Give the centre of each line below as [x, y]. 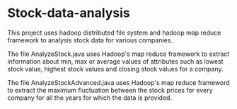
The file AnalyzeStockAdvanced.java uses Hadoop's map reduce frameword [118, 82]
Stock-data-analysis [69, 13]
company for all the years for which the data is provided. [89, 98]
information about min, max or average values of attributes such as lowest [115, 61]
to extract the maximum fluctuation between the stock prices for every [110, 90]
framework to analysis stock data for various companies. [90, 40]
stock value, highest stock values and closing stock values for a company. [115, 69]
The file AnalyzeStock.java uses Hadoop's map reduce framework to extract [118, 54]
